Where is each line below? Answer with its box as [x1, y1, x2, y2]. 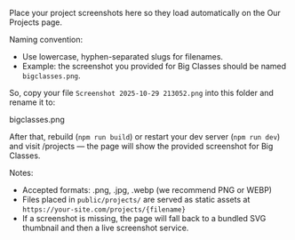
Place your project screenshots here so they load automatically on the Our [9, 8, 282, 18]
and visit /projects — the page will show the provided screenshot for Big [9, 141, 274, 151]
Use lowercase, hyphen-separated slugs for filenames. [21, 52, 224, 61]
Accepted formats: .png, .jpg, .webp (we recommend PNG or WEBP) [21, 185, 273, 195]
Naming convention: [9, 35, 84, 44]
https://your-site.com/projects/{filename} [21, 205, 187, 214]
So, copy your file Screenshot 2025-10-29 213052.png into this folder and [9, 88, 274, 98]
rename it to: [9, 97, 56, 108]
